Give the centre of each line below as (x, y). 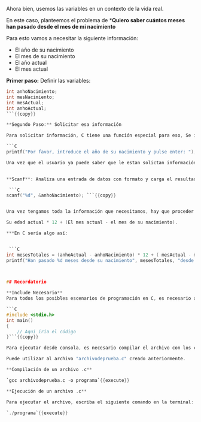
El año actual (31, 63)
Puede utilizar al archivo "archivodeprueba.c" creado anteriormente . (96, 359)
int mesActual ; (25, 103)
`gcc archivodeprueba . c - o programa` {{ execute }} (68, 380)
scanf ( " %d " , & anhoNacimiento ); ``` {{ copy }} (61, 195)
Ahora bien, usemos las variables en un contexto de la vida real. (85, 9)
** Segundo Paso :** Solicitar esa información (64, 125)
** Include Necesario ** (34, 293)
